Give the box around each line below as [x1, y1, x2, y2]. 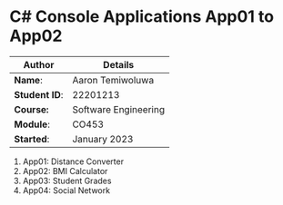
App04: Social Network [22, 184, 111, 196]
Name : [14, 73, 43, 86]
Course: [14, 102, 49, 115]
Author [23, 58, 55, 71]
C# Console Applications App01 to [9, 6, 275, 27]
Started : [14, 132, 50, 145]
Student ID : [14, 88, 64, 101]
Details [103, 58, 135, 71]
